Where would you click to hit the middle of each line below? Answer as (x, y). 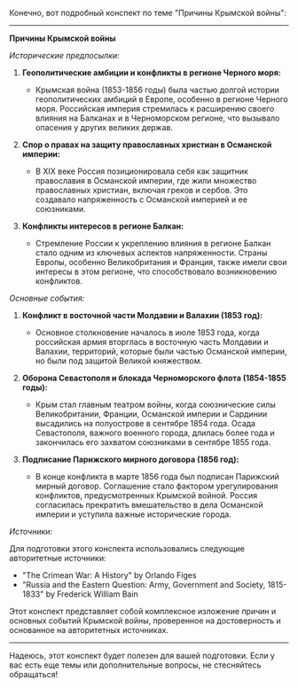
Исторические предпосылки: (64, 55)
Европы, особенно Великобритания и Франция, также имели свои (161, 262)
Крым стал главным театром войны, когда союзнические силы (156, 404)
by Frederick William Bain (92, 594)
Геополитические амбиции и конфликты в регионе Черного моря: (151, 73)
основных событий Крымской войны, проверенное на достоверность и (145, 621)
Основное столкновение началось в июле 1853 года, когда (147, 332)
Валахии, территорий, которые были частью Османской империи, (161, 351)
